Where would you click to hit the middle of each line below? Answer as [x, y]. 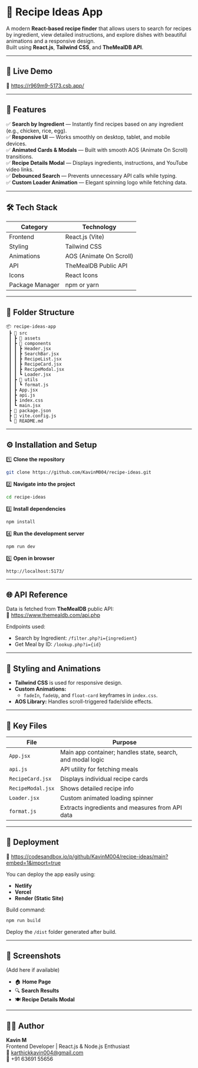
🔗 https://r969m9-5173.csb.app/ [45, 86]
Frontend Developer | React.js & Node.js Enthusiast [68, 1046]
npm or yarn [82, 285]
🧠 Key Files [27, 726]
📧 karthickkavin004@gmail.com [45, 1053]
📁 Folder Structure [40, 312]
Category [34, 227]
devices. [16, 144]
